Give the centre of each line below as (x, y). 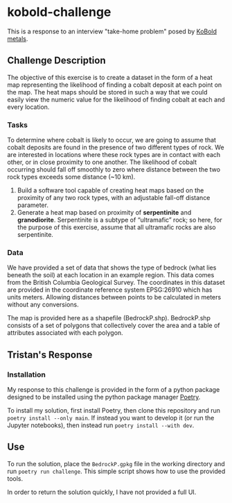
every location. (28, 107)
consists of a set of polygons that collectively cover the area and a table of (114, 325)
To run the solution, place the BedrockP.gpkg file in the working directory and (116, 463)
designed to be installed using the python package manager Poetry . (104, 397)
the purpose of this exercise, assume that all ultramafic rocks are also (116, 227)
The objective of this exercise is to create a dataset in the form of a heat (110, 77)
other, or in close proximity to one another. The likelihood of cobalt (102, 162)
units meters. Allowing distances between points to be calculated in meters (114, 297)
